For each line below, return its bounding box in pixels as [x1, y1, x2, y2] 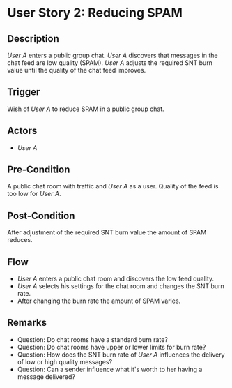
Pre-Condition [7, 164, 70, 176]
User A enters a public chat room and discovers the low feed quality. [17, 274, 215, 283]
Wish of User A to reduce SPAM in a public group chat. [7, 105, 165, 113]
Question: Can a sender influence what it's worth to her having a [17, 365, 203, 373]
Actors [7, 125, 38, 137]
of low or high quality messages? [17, 357, 113, 366]
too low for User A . [7, 190, 61, 198]
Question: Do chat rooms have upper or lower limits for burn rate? [17, 343, 206, 351]
